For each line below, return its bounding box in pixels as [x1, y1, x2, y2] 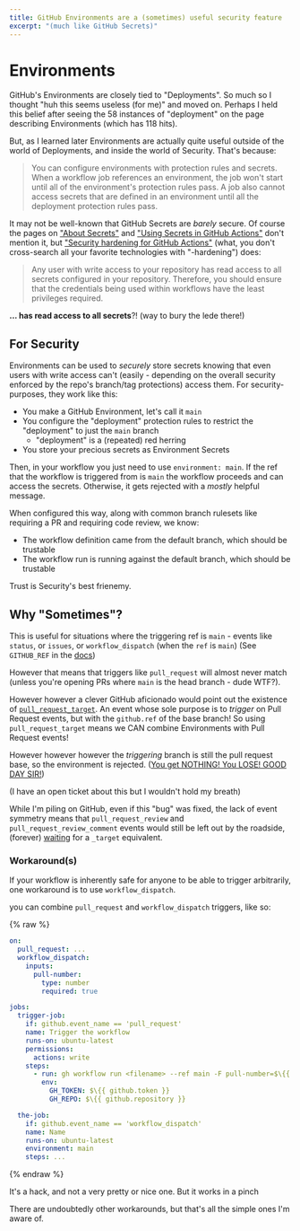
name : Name [25, 1128, 66, 1137]
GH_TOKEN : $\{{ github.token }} [48, 1086, 170, 1095]
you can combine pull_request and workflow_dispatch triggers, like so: [9, 901, 271, 912]
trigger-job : [17, 1011, 66, 1020]
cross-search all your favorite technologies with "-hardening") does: [9, 247, 261, 258]
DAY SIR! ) [9, 769, 45, 779]
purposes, [9, 389, 47, 400]
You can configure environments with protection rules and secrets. [30, 163, 278, 173]
